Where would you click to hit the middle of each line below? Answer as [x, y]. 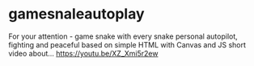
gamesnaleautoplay [76, 14]
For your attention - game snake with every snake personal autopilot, [123, 36]
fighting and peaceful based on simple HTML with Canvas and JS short [127, 44]
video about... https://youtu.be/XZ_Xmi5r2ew [83, 53]
